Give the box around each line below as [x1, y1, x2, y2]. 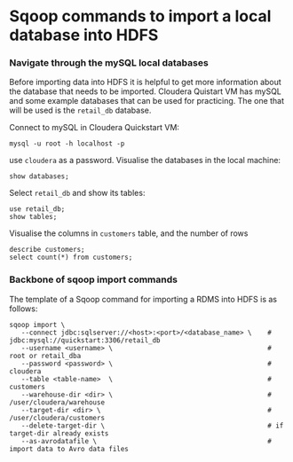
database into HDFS [9, 25, 159, 45]
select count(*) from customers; [9, 253, 133, 262]
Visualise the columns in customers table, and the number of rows [9, 228, 249, 239]
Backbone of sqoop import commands [9, 273, 178, 286]
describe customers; [9, 246, 86, 254]
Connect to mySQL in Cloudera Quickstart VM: [9, 122, 180, 133]
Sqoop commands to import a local [9, 6, 272, 27]
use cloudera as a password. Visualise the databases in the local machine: [9, 155, 281, 166]
